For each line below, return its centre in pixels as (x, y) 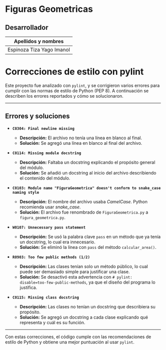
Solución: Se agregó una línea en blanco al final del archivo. (81, 143)
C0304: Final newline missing (43, 128)
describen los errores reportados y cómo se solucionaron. (64, 96)
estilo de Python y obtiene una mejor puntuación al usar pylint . (70, 342)
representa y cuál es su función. (52, 322)
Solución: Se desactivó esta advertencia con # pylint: (76, 277)
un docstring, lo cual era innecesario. (57, 242)
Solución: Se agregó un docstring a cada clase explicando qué (84, 317)
